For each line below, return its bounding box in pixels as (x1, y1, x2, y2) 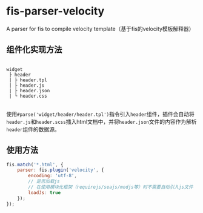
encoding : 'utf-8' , (28, 173, 78, 179)
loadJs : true (28, 189, 61, 195)
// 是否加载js (28, 178, 60, 184)
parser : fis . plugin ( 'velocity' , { (17, 167, 104, 174)
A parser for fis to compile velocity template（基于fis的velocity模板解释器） (6, 25, 195, 32)
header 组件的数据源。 (6, 126, 60, 133)
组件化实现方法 (6, 44, 62, 55)
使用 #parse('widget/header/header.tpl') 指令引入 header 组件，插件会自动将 (6, 110, 195, 118)
